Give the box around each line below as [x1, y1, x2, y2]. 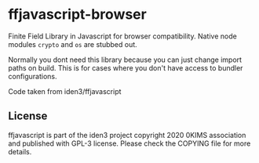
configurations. [8, 71, 57, 81]
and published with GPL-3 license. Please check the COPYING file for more [8, 139, 251, 148]
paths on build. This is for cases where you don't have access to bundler [8, 63, 243, 72]
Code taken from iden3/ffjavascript [8, 86, 122, 96]
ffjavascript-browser [8, 5, 147, 24]
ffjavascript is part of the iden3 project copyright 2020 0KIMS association [8, 130, 246, 139]
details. [8, 147, 32, 156]
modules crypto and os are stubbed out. [8, 39, 137, 49]
